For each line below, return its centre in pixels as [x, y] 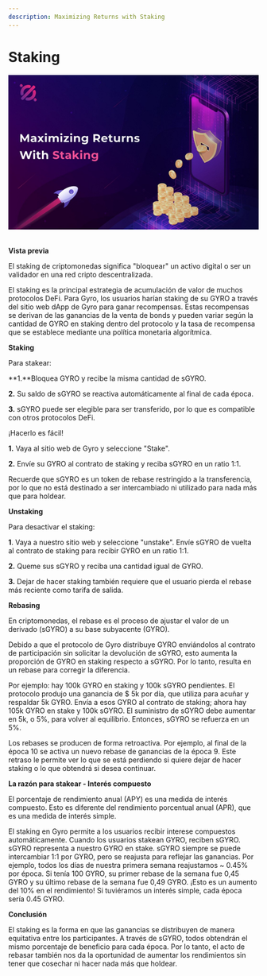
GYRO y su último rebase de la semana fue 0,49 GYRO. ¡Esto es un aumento [133, 881]
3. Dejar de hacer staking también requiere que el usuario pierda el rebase [130, 581]
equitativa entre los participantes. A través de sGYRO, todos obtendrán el [128, 938]
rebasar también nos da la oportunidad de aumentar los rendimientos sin [127, 955]
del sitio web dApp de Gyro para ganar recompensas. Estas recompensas [129, 307]
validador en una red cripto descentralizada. [81, 274]
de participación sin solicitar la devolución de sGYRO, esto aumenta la [123, 653]
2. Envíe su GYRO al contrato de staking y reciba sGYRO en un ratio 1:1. [125, 463]
